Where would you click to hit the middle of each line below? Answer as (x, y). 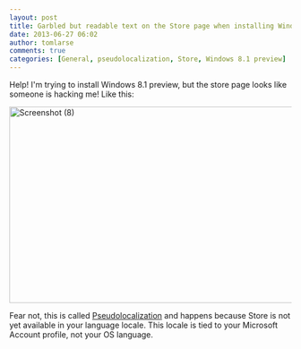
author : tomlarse (42, 43)
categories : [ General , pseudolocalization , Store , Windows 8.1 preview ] (148, 59)
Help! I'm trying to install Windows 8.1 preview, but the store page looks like (148, 85)
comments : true (38, 51)
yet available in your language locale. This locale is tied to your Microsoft (144, 325)
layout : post (34, 17)
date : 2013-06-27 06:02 (54, 34)
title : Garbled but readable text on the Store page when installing (142, 26)
